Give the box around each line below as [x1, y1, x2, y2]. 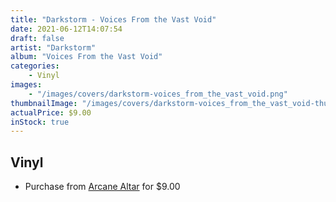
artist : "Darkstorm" [10, 42, 97, 53]
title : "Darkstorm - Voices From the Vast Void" [10, 14, 217, 25]
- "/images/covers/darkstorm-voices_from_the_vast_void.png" [28, 89, 288, 99]
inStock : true [10, 117, 70, 127]
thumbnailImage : [10, 98, 78, 108]
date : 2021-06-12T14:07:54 [10, 24, 123, 34]
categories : [10, 61, 60, 71]
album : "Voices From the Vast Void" [10, 52, 163, 62]
